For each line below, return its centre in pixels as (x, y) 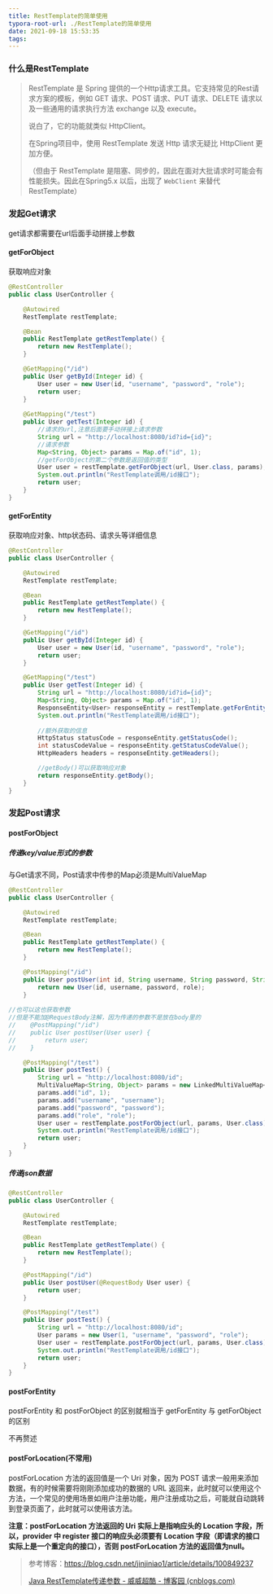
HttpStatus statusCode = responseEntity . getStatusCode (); (138, 738)
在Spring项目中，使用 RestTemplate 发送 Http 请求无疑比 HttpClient (141, 143)
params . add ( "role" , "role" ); (87, 1115)
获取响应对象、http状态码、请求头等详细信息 (83, 535)
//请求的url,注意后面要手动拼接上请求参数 (100, 430)
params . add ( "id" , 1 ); (74, 1093)
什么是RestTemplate (49, 68)
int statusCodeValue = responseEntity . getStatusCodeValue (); (143, 746)
